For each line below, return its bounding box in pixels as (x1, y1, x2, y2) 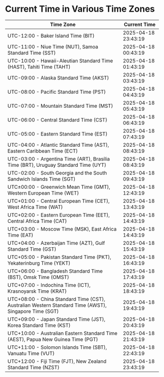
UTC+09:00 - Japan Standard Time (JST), (7, 316, 106, 322)
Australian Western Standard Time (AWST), (7, 301, 107, 308)
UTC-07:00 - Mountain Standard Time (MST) (7, 102, 113, 109)
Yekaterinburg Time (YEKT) (7, 259, 71, 266)
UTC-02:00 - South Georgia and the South (7, 169, 107, 176)
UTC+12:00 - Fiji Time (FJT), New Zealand (7, 357, 106, 364)
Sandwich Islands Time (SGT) (7, 176, 76, 182)
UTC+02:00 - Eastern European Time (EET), (7, 211, 110, 218)
